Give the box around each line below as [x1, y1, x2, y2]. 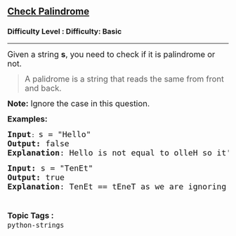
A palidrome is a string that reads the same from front [24, 74, 225, 84]
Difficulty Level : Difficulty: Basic [7, 27, 122, 37]
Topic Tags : [7, 210, 54, 221]
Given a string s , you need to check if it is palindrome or [7, 49, 216, 59]
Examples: [7, 114, 48, 124]
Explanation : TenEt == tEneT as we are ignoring [7, 181, 227, 192]
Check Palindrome [7, 6, 90, 18]
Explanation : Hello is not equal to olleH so [7, 147, 212, 157]
